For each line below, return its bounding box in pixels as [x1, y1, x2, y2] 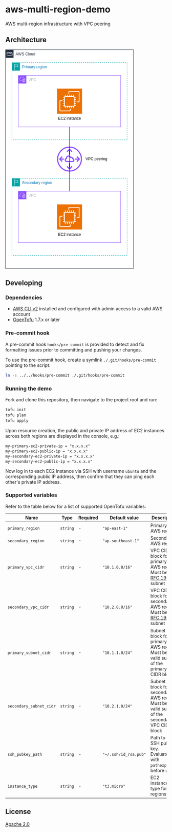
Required [78, 515, 98, 521]
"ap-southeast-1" [102, 539, 140, 544]
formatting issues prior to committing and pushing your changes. [5, 346, 142, 353]
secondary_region [7, 539, 45, 544]
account [12, 311, 31, 317]
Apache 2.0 [5, 821, 30, 827]
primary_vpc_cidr [7, 565, 45, 570]
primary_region [7, 526, 40, 531]
